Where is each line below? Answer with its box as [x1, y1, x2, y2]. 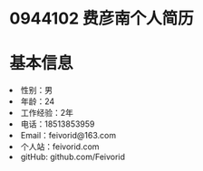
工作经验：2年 [21, 108, 74, 119]
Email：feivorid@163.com [21, 130, 116, 141]
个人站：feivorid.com [21, 141, 100, 152]
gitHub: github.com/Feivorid [21, 151, 125, 163]
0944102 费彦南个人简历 [9, 8, 195, 29]
